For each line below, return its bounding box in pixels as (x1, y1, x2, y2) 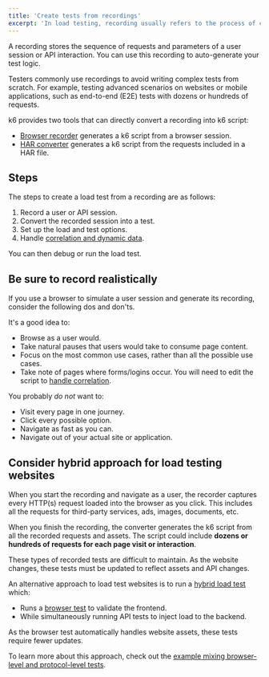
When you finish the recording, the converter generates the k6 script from (8, 522, 253, 532)
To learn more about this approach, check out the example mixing (8, 651, 226, 661)
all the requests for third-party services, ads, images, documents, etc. (8, 507, 239, 516)
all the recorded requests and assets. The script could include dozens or (8, 531, 248, 540)
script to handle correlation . (19, 376, 112, 385)
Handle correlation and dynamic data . (19, 234, 145, 243)
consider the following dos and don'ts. (8, 302, 135, 312)
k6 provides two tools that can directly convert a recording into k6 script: (8, 115, 249, 124)
